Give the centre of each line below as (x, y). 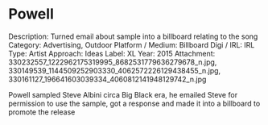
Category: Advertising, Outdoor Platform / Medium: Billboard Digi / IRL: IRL (132, 44)
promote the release (42, 112)
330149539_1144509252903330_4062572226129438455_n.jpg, (115, 70)
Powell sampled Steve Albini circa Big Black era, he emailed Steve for (123, 94)
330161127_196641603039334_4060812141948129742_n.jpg (107, 79)
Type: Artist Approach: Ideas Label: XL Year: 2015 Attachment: (112, 53)
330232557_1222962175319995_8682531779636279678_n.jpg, (113, 62)
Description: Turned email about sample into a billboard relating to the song (133, 36)
